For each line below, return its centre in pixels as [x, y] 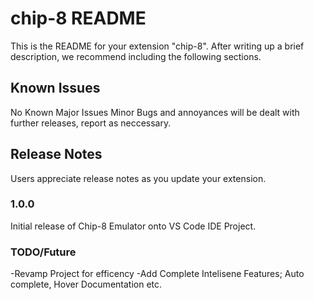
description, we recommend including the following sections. [136, 56]
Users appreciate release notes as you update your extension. [138, 178]
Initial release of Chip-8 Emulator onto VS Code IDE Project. [133, 226]
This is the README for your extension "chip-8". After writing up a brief [157, 46]
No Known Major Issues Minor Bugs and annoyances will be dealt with [155, 112]
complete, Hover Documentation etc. [86, 284]
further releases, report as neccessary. [91, 123]
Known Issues [55, 88]
